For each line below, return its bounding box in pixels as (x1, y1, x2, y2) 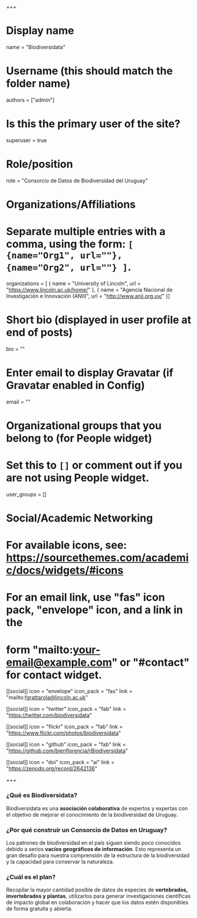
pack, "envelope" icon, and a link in (6, 603, 183, 617)
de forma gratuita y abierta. (6, 905, 73, 912)
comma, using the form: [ (6, 237, 134, 251)
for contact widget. (6, 668, 102, 681)
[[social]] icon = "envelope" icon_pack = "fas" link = (6, 688, 133, 695)
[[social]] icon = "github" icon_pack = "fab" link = (6, 741, 126, 748)
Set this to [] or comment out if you (6, 459, 183, 472)
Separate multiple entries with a (6, 225, 166, 239)
